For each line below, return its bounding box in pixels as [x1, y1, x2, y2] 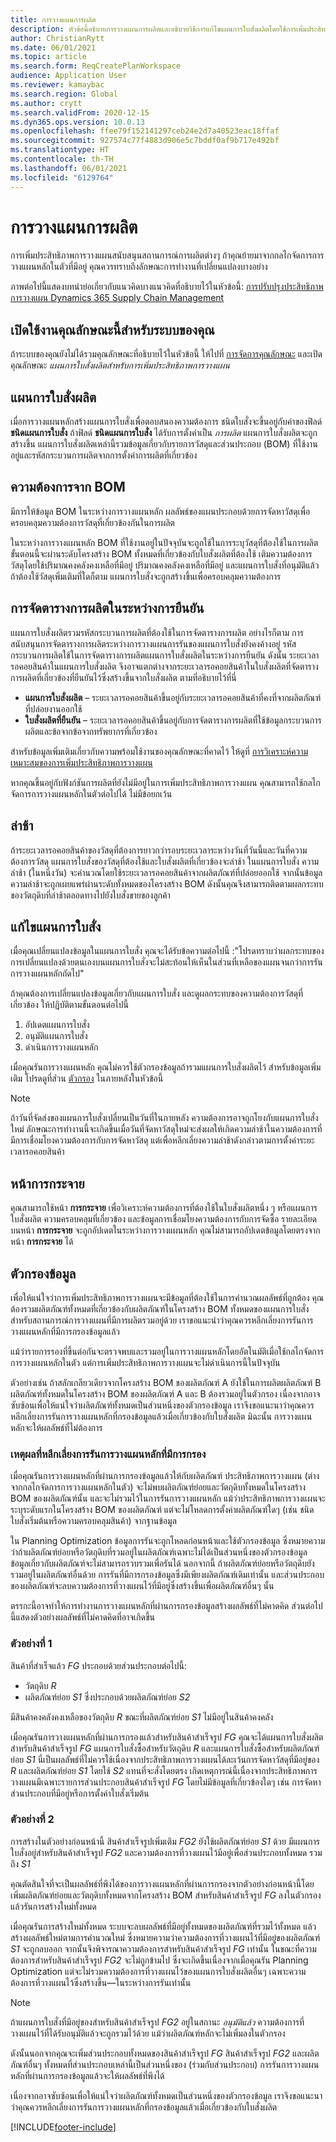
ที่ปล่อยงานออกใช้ [24, 702, 83, 715]
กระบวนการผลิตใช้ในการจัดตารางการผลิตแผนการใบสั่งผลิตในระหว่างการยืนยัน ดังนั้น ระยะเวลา [10, 649, 320, 661]
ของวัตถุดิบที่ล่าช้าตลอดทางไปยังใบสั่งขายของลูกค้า [10, 889, 171, 901]
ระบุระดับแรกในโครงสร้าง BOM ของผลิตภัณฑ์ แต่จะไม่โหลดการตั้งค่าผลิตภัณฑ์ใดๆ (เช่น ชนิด [10, 1504, 315, 1516]
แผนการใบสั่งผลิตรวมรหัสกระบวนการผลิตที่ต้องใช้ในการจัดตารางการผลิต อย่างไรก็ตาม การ [10, 626, 304, 638]
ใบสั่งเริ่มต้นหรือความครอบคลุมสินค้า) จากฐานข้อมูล [10, 1515, 177, 1527]
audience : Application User [10, 71, 128, 81]
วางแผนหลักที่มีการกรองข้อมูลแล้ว [10, 1325, 121, 1337]
